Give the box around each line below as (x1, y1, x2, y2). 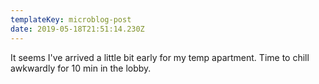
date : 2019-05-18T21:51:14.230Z (10, 24, 145, 34)
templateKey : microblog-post (10, 14, 132, 25)
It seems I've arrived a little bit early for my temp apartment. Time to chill (10, 51, 310, 63)
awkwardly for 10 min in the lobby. (10, 62, 152, 74)
